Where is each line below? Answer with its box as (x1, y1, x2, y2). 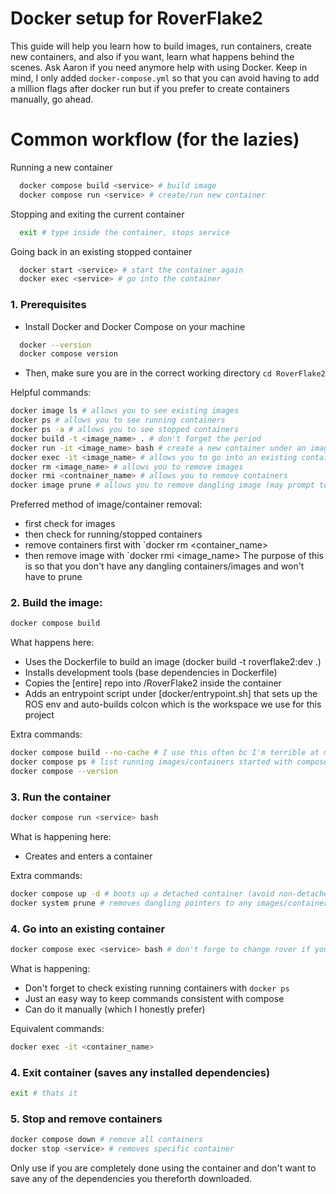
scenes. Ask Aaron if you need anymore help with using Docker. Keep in (10, 61, 308, 73)
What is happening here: (10, 831, 112, 843)
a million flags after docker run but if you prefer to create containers (10, 82, 290, 94)
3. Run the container (10, 790, 112, 804)
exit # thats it (10, 1088, 78, 1099)
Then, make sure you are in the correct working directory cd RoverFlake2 (24, 367, 326, 379)
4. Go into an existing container (10, 922, 166, 936)
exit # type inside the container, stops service (19, 227, 230, 237)
